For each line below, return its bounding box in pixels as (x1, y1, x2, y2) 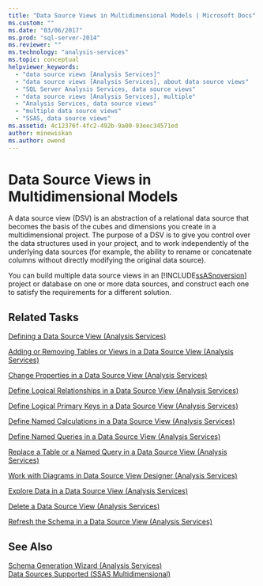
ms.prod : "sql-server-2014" (8, 33, 101, 42)
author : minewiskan (8, 129, 73, 137)
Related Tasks (8, 310, 79, 324)
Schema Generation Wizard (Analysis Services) (8, 561, 163, 570)
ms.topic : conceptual (8, 56, 80, 64)
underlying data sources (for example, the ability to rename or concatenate (8, 247, 253, 257)
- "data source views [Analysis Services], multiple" (15, 93, 196, 100)
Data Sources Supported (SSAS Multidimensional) (8, 569, 171, 579)
